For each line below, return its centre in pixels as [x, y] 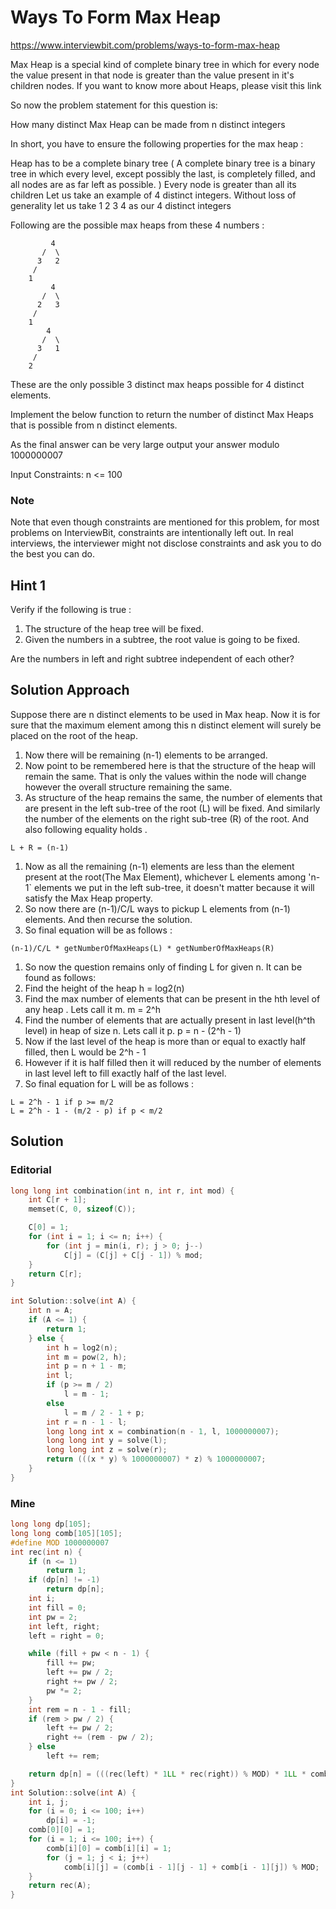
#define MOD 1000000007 [60, 1542]
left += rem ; [73, 1756]
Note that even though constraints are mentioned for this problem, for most [165, 522]
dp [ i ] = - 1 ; [71, 1821]
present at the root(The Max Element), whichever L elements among [165, 877]
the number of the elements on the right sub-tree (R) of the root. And [166, 818]
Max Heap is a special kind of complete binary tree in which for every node [165, 64]
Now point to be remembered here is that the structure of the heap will [170, 765]
